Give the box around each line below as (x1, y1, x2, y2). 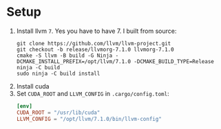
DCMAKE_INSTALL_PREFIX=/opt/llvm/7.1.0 (16, 58, 131, 65)
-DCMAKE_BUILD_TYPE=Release (133, 58, 214, 65)
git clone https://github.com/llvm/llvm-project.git (16, 40, 171, 47)
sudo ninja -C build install (16, 70, 101, 77)
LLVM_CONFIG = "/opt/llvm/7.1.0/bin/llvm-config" (16, 115, 162, 122)
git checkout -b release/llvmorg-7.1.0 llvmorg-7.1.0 (16, 46, 174, 53)
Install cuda (16, 82, 50, 90)
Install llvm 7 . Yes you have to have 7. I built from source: (16, 27, 177, 35)
